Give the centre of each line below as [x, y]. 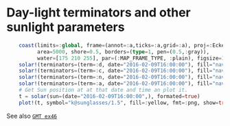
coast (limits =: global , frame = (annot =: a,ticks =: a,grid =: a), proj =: [116, 45]
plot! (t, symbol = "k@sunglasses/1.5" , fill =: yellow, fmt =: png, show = [119, 103]
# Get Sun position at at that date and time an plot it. [103, 90]
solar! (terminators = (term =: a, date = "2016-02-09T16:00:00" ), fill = [116, 84]
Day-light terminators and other [99, 13]
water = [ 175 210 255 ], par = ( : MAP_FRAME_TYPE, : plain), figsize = [129, 58]
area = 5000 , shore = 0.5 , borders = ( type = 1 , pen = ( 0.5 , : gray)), [123, 52]
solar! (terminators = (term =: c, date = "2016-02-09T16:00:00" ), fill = [116, 71]
